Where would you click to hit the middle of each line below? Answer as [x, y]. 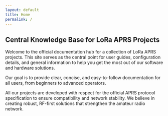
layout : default [22, 10]
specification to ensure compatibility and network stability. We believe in [80, 98]
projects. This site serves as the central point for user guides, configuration [83, 57]
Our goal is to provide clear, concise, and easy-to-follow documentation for [83, 78]
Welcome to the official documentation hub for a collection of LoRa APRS [81, 52]
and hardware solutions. [30, 68]
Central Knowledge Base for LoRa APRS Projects [82, 40]
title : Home [18, 15]
